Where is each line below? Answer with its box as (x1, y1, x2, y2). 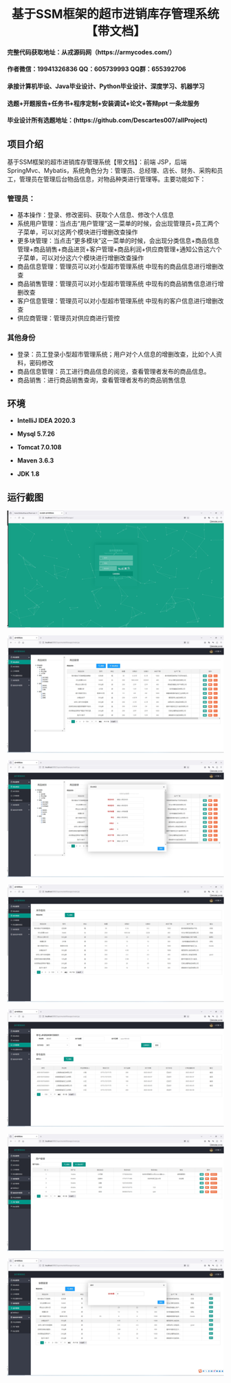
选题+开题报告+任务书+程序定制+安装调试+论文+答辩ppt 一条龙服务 (7, 99, 200, 107)
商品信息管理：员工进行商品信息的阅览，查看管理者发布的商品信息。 (16, 367, 210, 375)
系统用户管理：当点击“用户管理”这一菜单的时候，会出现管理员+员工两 (16, 220, 214, 228)
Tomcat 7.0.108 (16, 443, 62, 452)
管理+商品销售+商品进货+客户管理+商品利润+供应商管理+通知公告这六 (16, 245, 217, 253)
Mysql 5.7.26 (16, 430, 55, 438)
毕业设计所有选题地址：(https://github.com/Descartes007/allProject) (7, 116, 208, 125)
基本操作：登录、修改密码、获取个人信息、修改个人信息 (16, 211, 174, 219)
